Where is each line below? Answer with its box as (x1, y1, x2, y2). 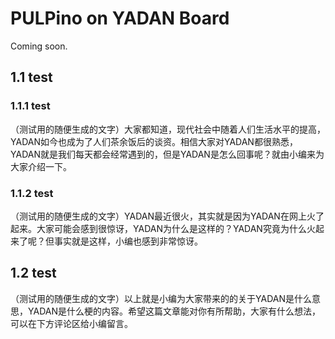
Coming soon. (10, 40, 68, 52)
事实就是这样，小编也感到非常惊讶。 (53, 235, 203, 247)
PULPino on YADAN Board (10, 7, 230, 30)
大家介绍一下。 (10, 160, 72, 172)
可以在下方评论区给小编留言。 (10, 317, 133, 329)
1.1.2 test (10, 186, 54, 200)
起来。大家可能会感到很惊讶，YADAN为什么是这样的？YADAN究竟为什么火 (10, 222, 316, 234)
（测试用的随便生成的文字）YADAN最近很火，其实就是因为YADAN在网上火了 (10, 210, 325, 222)
